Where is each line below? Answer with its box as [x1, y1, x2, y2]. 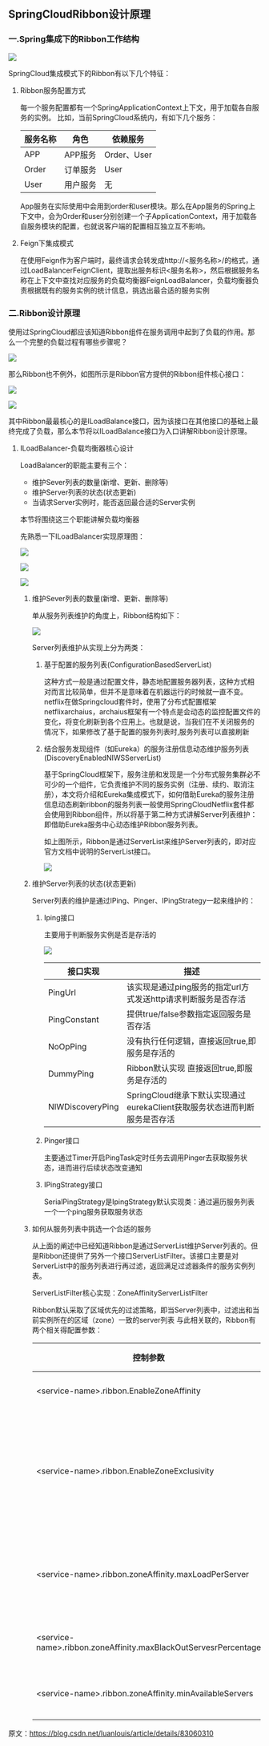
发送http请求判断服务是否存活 [134, 993, 247, 1004]
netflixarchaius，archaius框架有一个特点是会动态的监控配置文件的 [43, 706, 261, 716]
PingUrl [47, 987, 76, 998]
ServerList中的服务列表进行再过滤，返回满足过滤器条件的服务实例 [31, 1261, 248, 1271]
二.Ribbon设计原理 [8, 307, 81, 318]
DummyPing [47, 1068, 94, 1079]
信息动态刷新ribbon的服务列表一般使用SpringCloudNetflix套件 [43, 799, 247, 809]
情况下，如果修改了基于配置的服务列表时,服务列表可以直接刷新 [43, 726, 250, 736]
